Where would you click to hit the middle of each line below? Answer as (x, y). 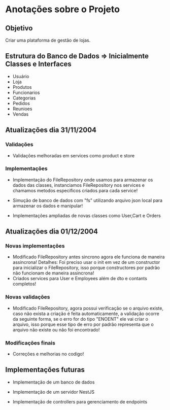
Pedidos (21, 103)
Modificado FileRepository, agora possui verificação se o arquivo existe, (88, 308)
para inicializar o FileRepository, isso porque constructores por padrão (86, 268)
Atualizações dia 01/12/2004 (52, 232)
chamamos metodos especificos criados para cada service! (75, 190)
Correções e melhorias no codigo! (48, 354)
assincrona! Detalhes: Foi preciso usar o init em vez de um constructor (86, 262)
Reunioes (22, 109)
